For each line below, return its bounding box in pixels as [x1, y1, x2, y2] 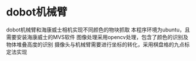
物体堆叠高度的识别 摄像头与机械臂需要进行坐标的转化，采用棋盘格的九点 [6, 41, 185, 48]
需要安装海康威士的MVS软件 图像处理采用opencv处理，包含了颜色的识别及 [6, 33, 189, 40]
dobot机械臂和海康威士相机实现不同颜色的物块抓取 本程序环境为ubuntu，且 [6, 26, 190, 33]
